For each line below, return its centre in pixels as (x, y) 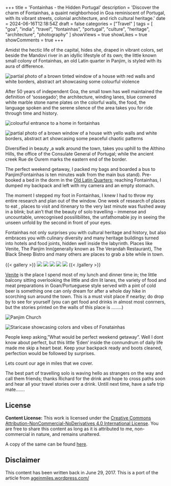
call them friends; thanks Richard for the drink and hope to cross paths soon (86, 379)
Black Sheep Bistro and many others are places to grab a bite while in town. (85, 254)
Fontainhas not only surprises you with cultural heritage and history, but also (86, 233)
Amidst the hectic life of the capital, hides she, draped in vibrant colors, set (84, 50)
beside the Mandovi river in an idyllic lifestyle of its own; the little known (81, 55)
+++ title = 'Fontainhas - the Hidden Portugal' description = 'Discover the (82, 7)
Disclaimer (23, 460)
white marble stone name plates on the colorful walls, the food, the (76, 102)
